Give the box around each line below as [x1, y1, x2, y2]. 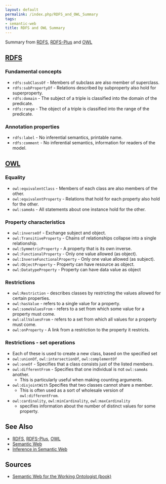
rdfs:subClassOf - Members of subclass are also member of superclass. [12, 80, 160, 85]
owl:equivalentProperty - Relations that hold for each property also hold [12, 196, 160, 202]
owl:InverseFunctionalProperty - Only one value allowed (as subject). [12, 256, 155, 262]
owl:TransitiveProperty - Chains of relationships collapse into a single [12, 235, 157, 241]
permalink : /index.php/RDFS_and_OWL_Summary [5, 12, 98, 17]
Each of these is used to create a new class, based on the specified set [12, 350, 158, 356]
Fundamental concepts [5, 68, 62, 75]
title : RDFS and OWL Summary [5, 26, 65, 31]
